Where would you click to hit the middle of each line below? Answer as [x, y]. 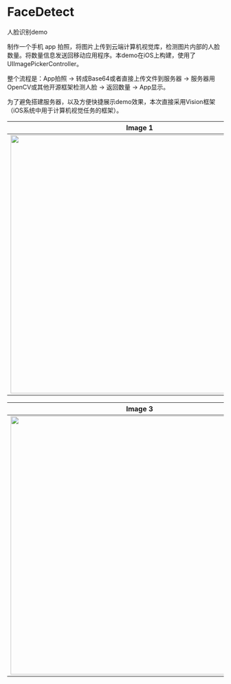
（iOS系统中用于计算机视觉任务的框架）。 [65, 110]
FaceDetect [41, 12]
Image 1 [140, 127]
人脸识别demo [27, 32]
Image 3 [140, 408]
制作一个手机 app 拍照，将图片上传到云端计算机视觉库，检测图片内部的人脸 [113, 46]
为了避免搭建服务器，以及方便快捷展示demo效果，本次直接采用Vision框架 [111, 101]
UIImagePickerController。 [45, 63]
